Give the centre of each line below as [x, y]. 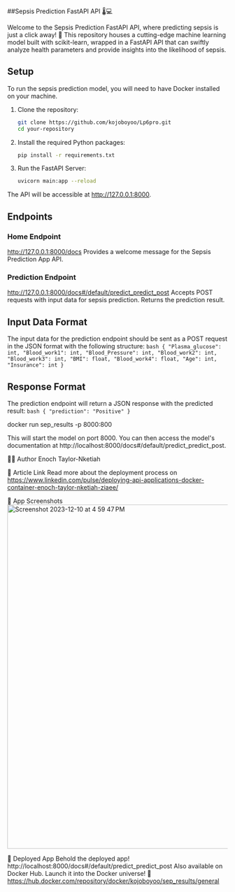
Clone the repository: [48, 109]
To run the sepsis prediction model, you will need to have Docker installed [114, 88]
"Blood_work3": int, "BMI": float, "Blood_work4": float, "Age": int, [112, 359]
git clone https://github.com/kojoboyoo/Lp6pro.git [94, 122]
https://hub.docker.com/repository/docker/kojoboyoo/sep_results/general [113, 881]
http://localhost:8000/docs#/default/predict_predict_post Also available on [115, 866]
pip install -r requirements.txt [66, 155]
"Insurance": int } [36, 365]
